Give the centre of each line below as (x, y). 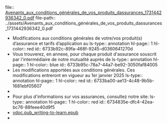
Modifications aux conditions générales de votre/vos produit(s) (77, 38)
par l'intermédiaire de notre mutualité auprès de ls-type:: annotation (82, 59)
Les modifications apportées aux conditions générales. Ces (73, 70)
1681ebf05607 (27, 86)
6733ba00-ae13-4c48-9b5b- (124, 80)
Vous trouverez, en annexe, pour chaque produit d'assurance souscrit (84, 54)
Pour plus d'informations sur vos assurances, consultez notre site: (80, 96)
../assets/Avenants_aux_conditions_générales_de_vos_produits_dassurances (84, 23)
